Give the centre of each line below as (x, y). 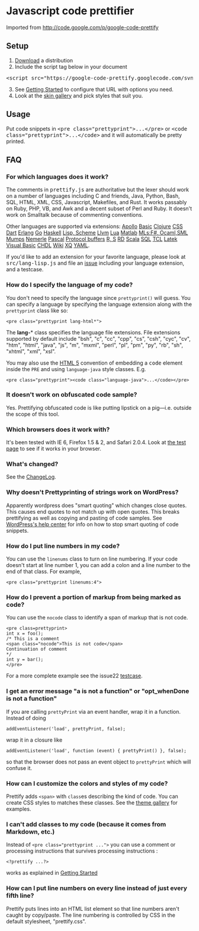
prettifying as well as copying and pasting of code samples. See (84, 518)
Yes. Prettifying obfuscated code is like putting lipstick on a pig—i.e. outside (99, 407)
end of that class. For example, (44, 572)
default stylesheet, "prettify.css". (46, 921)
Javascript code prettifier (70, 11)
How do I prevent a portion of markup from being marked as (94, 597)
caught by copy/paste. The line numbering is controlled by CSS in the (91, 915)
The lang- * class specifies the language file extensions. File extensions (93, 332)
